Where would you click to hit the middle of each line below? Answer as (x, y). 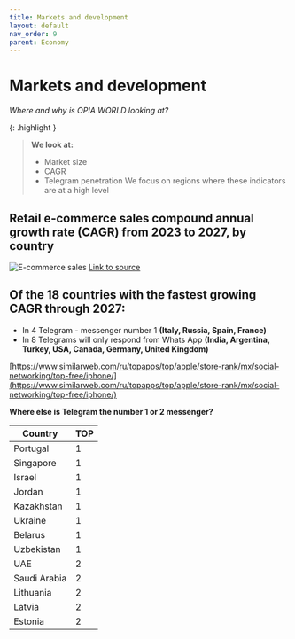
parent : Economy (39, 42)
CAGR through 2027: (67, 309)
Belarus (30, 534)
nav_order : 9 (33, 34)
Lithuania (33, 592)
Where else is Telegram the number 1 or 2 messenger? (112, 411)
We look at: (52, 145)
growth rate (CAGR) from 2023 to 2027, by (128, 232)
